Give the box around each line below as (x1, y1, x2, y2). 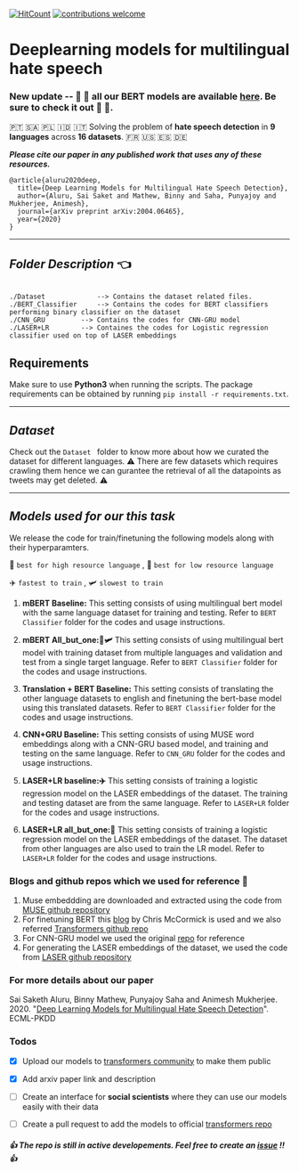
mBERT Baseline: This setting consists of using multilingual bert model (21, 598, 283, 608)
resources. (9, 159, 51, 169)
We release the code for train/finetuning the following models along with (9, 533, 274, 543)
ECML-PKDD (9, 1013, 56, 1024)
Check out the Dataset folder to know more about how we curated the (9, 446, 270, 457)
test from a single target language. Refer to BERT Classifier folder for (21, 656, 278, 667)
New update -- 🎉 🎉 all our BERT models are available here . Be (9, 90, 277, 102)
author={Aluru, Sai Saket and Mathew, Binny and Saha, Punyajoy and (17, 191, 277, 200)
